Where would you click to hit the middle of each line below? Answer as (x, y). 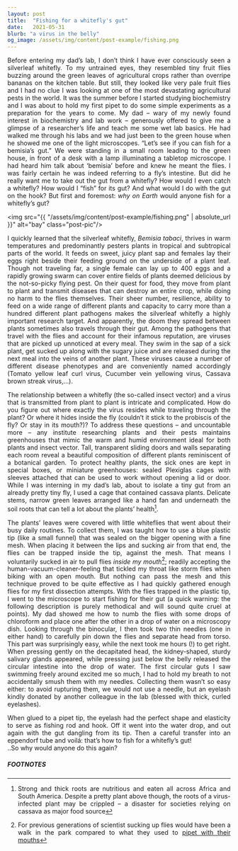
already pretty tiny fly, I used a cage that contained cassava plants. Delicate (119, 493)
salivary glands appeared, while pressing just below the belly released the (119, 659)
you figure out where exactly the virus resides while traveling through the (119, 410)
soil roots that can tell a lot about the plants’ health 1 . (83, 508)
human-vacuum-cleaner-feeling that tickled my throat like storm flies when (119, 569)
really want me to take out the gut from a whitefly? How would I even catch (119, 181)
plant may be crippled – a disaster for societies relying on (138, 804)
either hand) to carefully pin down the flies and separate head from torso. (119, 636)
